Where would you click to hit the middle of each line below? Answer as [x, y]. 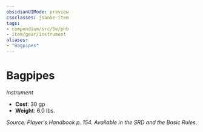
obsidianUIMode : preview [38, 12]
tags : [13, 23]
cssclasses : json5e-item [38, 18]
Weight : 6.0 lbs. [35, 110]
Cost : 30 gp [30, 104]
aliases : [17, 40]
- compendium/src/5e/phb [38, 29]
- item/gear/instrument [36, 35]
